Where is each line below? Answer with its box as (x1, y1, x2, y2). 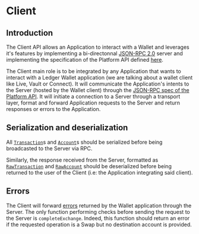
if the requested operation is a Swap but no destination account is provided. (6, 221, 192, 228)
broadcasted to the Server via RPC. (6, 144, 93, 152)
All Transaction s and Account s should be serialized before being (6, 138, 163, 146)
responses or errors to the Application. (6, 106, 101, 112)
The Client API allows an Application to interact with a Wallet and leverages (6, 43, 189, 50)
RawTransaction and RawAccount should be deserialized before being (6, 162, 172, 170)
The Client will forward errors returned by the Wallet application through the (6, 202, 192, 209)
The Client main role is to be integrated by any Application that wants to (6, 68, 181, 75)
